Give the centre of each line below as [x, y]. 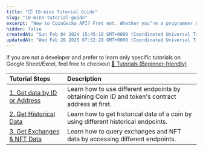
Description [84, 79]
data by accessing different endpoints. [122, 139]
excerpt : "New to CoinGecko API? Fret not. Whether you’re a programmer [100, 23]
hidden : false [24, 29]
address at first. [89, 104]
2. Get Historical [32, 114]
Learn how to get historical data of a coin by [130, 114]
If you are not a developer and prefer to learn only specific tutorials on [94, 57]
